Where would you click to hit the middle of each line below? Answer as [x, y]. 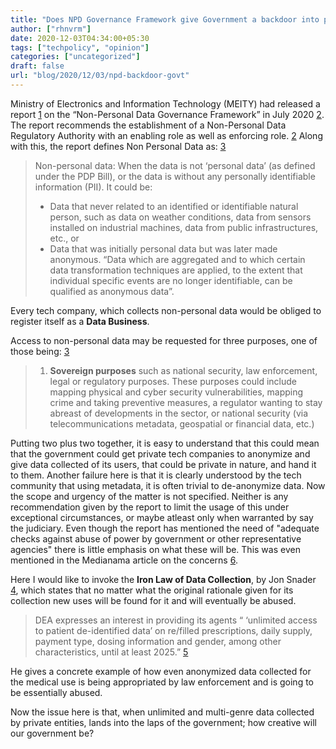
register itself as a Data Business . [80, 321]
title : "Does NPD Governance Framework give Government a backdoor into [165, 19]
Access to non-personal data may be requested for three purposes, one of [164, 340]
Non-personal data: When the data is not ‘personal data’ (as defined [175, 165]
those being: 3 [40, 351]
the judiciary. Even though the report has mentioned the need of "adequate [165, 528]
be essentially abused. [56, 692]
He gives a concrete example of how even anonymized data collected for [161, 671]
